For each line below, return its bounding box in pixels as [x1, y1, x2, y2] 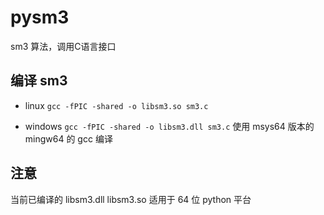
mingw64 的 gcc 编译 [24, 132, 113, 145]
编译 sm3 [10, 72, 68, 90]
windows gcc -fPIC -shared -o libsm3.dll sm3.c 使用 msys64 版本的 [24, 120, 315, 132]
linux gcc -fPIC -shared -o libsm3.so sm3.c [24, 99, 209, 111]
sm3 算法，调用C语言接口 [10, 40, 117, 52]
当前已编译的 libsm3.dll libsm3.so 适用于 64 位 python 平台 [10, 193, 252, 205]
